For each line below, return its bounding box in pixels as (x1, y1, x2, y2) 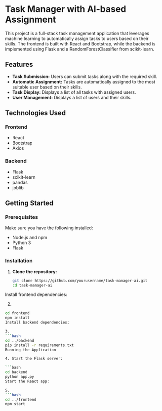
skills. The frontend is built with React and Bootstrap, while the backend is (5, 41, 156, 46)
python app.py (5, 374, 35, 379)
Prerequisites (5, 214, 38, 221)
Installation (5, 257, 33, 264)
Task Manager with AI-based (5, 3, 126, 15)
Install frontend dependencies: (5, 291, 68, 297)
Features (5, 60, 33, 69)
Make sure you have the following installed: (5, 225, 93, 231)
